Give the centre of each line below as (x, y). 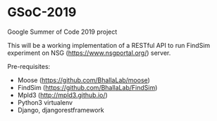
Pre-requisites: (29, 66)
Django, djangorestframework (61, 110)
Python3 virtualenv (45, 102)
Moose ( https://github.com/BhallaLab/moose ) (83, 80)
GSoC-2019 (42, 12)
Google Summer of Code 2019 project (62, 32)
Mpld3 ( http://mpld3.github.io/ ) (62, 95)
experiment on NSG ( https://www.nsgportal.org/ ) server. (89, 53)
